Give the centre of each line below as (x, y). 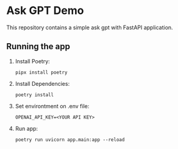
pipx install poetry (41, 72)
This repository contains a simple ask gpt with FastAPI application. (90, 27)
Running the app (38, 47)
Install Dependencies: (42, 83)
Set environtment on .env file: (52, 106)
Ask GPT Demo (45, 11)
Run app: (27, 128)
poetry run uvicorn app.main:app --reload (70, 140)
